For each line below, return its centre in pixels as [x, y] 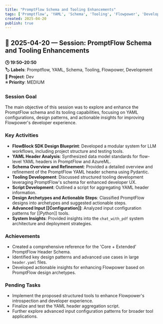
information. [24, 192]
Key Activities [22, 135]
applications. [25, 316]
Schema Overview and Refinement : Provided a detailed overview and [82, 166]
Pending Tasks [23, 285]
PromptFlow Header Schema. [41, 252]
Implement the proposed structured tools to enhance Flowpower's [78, 296]
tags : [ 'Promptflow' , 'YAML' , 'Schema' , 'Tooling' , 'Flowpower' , [73, 14]
